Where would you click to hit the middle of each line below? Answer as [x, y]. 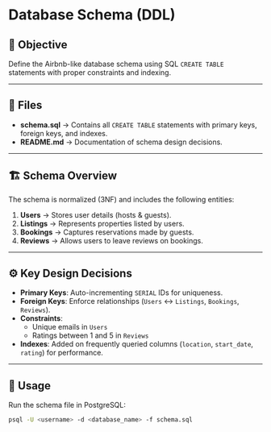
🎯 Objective [38, 45]
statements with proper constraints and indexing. [90, 73]
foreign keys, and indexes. [64, 133]
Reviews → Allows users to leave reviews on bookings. [112, 240]
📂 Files [25, 105]
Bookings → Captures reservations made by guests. [107, 232]
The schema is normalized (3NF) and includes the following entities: [121, 199]
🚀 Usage [29, 386]
